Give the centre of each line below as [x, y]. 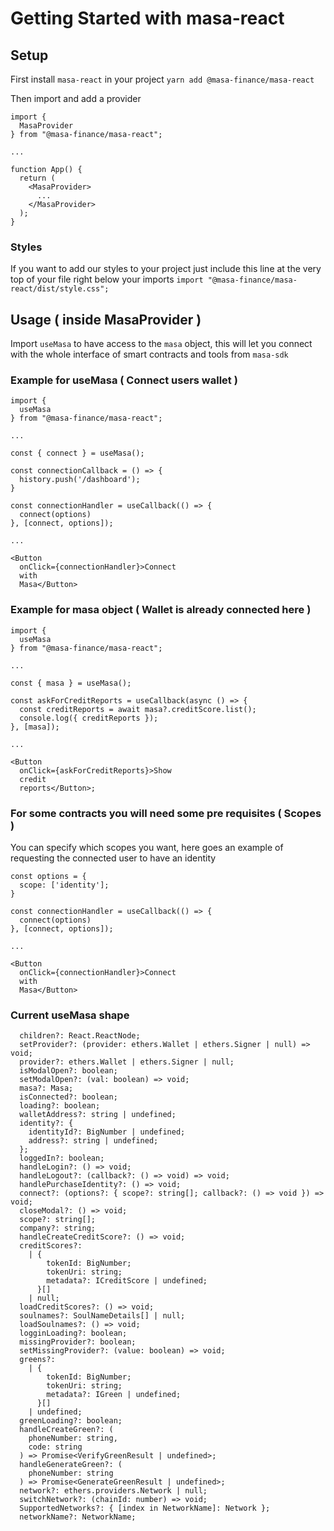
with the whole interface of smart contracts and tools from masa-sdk [149, 354]
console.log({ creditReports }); [89, 718]
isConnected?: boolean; [68, 1097]
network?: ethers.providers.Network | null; [113, 1491]
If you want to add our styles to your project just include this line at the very [166, 269]
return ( [37, 178]
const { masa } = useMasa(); [71, 683]
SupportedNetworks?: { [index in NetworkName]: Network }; [145, 1508]
